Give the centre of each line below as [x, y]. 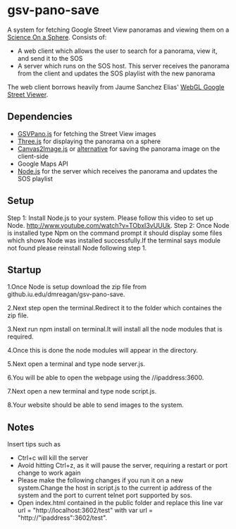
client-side [33, 156]
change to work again [49, 473]
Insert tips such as [34, 444]
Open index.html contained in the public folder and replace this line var [120, 503]
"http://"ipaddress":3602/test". [62, 518]
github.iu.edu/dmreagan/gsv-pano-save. [66, 294]
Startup [24, 270]
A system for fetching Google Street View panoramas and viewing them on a [118, 30]
